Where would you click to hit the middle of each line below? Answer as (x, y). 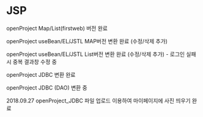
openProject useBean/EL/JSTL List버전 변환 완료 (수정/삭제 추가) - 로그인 (96, 54)
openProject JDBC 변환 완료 (41, 74)
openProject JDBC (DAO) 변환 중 (47, 87)
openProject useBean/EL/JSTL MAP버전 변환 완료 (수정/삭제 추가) (87, 41)
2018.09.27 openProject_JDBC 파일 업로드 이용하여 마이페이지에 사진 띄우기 (98, 101)
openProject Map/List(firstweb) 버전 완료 (57, 28)
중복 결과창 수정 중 (35, 62)
